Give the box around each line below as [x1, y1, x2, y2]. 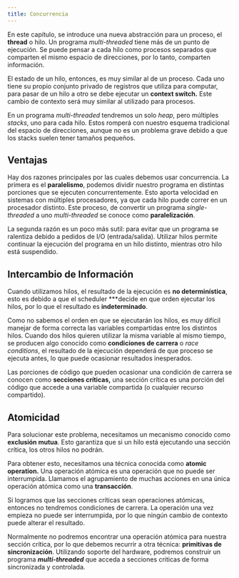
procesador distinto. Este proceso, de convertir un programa [7, 203, 185, 212]
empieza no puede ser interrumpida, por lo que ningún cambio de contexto [7, 511, 228, 519]
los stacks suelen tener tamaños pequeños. [7, 133, 136, 142]
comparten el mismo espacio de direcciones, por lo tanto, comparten [7, 53, 210, 61]
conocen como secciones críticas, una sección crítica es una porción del [7, 375, 225, 384]
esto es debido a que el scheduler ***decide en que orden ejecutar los [7, 295, 215, 303]
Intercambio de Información [7, 268, 134, 280]
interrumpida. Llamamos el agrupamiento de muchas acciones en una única [7, 475, 230, 483]
